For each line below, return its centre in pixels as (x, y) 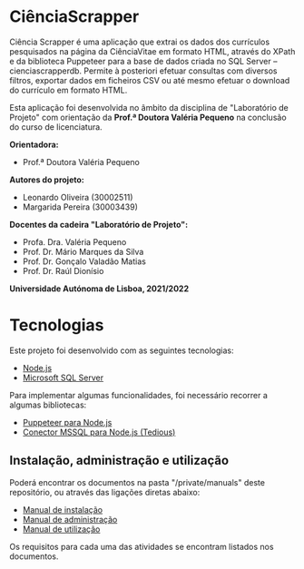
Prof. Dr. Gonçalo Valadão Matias (84, 261)
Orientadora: (34, 144)
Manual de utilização (61, 529)
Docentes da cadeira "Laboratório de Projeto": (99, 224)
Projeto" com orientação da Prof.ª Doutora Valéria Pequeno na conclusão (148, 117)
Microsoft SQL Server (63, 378)
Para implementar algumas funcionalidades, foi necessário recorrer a (138, 395)
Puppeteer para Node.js (67, 422)
